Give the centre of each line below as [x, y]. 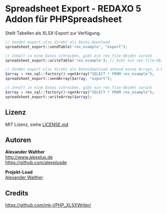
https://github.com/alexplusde [36, 163]
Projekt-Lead [19, 172]
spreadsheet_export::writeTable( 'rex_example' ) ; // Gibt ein [70, 60]
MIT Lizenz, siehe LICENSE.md [37, 124]
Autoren [18, 140]
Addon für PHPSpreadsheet [63, 19]
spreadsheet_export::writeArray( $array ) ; [49, 97]
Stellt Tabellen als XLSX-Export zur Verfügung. [53, 33]
